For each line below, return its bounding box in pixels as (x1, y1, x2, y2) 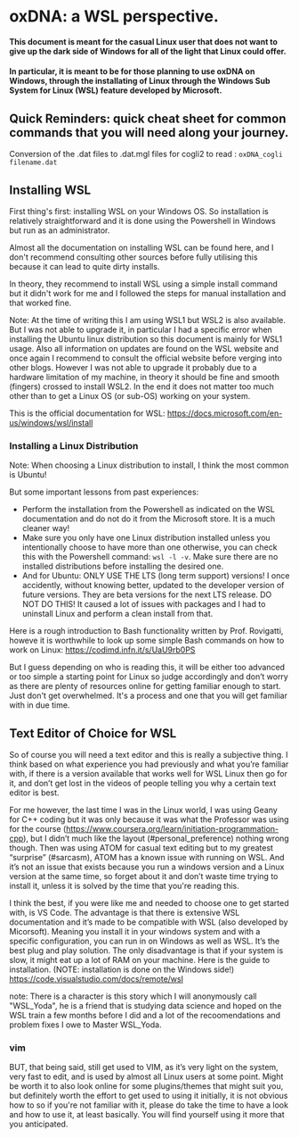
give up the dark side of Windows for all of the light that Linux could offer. (9, 46, 287, 56)
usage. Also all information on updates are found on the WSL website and (9, 344, 279, 353)
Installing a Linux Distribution (9, 439, 139, 452)
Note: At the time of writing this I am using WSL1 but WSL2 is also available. (9, 315, 287, 325)
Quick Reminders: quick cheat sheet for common (9, 111, 287, 126)
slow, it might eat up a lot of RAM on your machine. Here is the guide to (9, 955, 271, 966)
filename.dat (9, 158, 58, 167)
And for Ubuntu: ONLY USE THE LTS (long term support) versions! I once (21, 570, 290, 581)
